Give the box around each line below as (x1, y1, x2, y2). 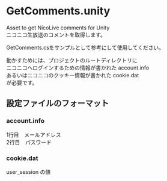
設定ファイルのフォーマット (6, 98, 109, 108)
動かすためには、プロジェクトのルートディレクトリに (6, 56, 138, 64)
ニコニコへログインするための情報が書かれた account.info (6, 64, 150, 71)
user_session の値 (6, 168, 51, 175)
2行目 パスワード (6, 138, 52, 146)
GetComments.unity (6, 4, 111, 18)
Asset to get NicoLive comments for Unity (6, 24, 110, 31)
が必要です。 (6, 79, 38, 86)
